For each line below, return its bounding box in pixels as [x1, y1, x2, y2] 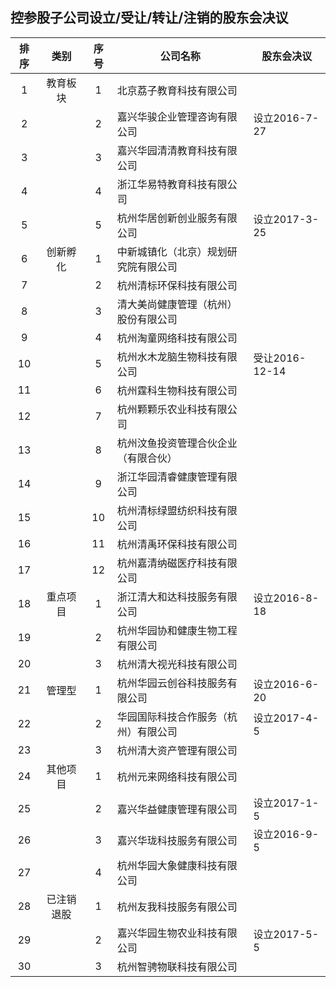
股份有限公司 [116, 312, 178, 326]
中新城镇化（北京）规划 [116, 244, 228, 258]
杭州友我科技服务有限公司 [116, 899, 238, 913]
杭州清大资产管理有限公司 [116, 743, 238, 757]
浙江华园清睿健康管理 [116, 469, 218, 483]
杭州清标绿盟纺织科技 [116, 503, 218, 517]
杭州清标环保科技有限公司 [116, 278, 238, 292]
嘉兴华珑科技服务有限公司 [116, 833, 238, 847]
